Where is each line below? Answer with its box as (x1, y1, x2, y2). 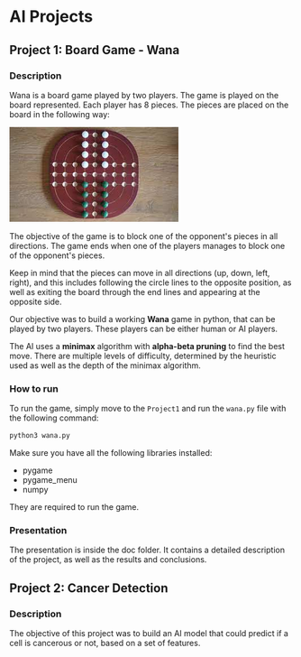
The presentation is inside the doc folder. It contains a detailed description (9, 544, 286, 556)
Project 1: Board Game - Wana (9, 42, 180, 58)
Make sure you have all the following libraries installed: (9, 448, 213, 458)
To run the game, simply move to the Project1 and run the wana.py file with (9, 403, 287, 414)
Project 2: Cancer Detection (9, 580, 169, 596)
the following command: (9, 412, 99, 423)
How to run (9, 382, 59, 394)
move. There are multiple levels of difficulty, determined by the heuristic (9, 350, 277, 361)
